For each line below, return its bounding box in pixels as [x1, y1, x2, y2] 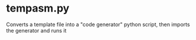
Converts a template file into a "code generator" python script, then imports [6, 21, 190, 28]
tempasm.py [6, 2, 70, 15]
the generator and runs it [6, 27, 67, 34]
